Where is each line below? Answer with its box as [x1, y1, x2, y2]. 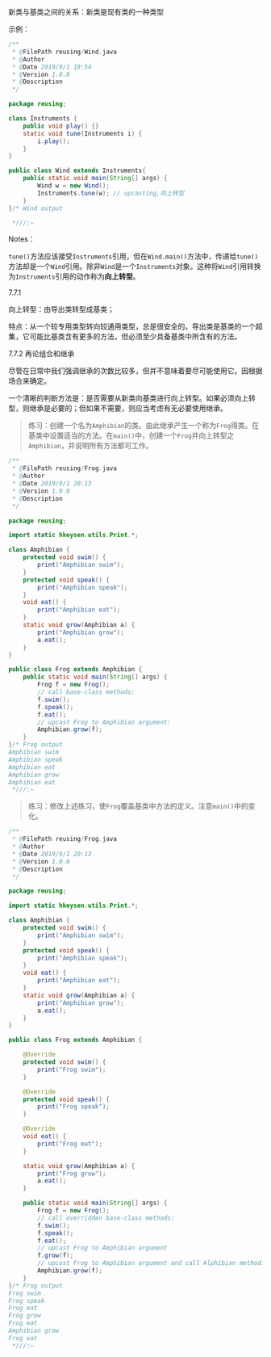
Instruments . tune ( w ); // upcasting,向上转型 [37, 189, 185, 197]
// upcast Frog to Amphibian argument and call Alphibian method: [37, 1259, 265, 1267]
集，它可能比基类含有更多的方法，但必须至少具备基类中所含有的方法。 [8, 332, 242, 342]
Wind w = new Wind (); [37, 182, 110, 190]
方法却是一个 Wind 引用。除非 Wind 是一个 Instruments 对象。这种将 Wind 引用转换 [8, 262, 261, 271]
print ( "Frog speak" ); [37, 1103, 110, 1111]
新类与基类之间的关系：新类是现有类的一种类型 [8, 7, 164, 16]
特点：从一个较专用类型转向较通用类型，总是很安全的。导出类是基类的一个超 [8, 321, 263, 331]
